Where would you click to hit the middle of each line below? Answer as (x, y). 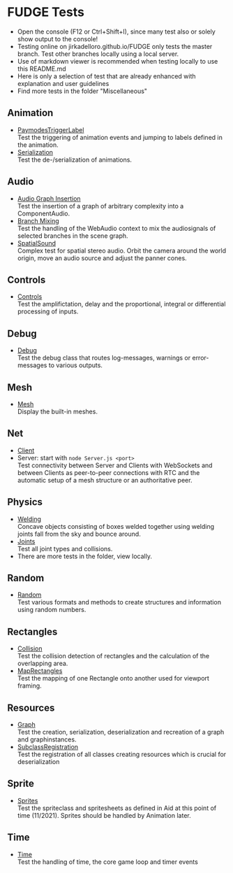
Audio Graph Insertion (49, 198)
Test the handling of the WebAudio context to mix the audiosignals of (116, 228)
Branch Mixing (38, 220)
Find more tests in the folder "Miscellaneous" (82, 91)
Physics (25, 502)
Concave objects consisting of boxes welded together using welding (116, 526)
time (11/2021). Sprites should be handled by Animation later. (104, 815)
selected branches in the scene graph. (73, 236)
